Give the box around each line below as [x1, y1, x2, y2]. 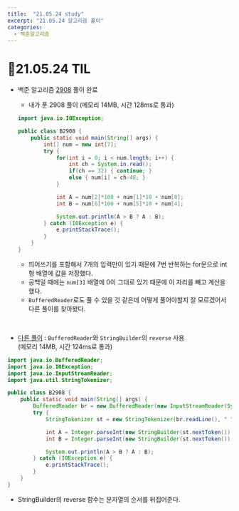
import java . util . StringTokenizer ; [7, 376, 113, 383]
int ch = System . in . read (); [68, 161, 152, 168]
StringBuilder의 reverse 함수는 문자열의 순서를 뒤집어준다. [17, 495, 181, 503]
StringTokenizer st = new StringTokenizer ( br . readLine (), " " [45, 415, 234, 423]
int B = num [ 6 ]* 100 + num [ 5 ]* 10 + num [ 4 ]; [55, 200, 184, 207]
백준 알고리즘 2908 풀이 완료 [17, 86, 98, 94]
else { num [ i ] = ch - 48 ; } [68, 174, 146, 182]
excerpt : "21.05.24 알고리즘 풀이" [7, 17, 105, 24]
